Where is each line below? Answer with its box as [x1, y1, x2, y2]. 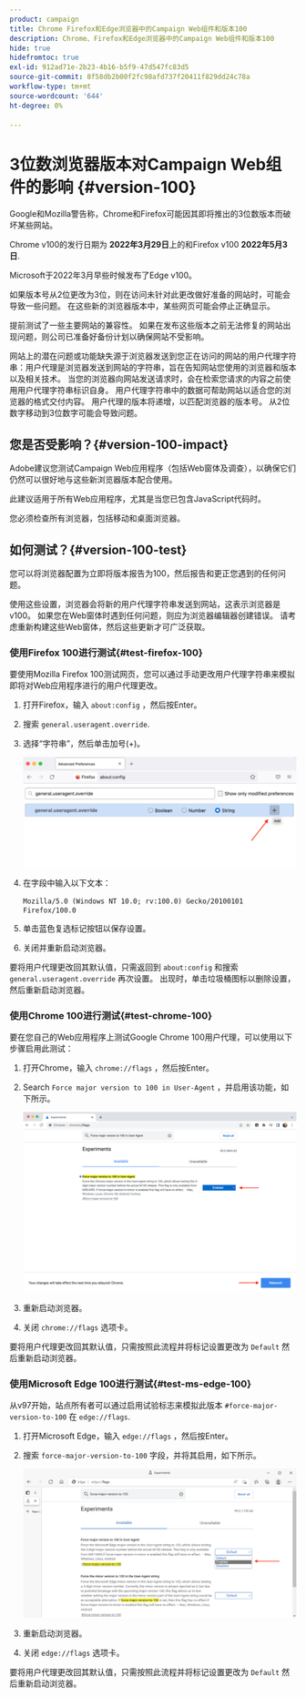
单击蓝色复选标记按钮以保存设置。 [22, 922, 151, 933]
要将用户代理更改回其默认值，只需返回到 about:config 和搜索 [9, 961, 239, 972]
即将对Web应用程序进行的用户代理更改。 [9, 680, 162, 691]
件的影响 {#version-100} [9, 177, 198, 198]
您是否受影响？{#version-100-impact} [9, 437, 229, 452]
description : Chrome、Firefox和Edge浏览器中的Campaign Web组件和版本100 [9, 34, 275, 43]
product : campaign [9, 15, 79, 24]
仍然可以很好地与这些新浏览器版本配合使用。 [9, 474, 178, 485]
